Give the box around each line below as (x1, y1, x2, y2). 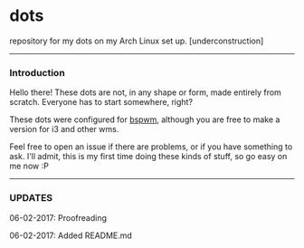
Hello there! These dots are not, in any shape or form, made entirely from (9, 87, 282, 98)
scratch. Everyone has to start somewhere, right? (9, 97, 193, 108)
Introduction (9, 66, 65, 79)
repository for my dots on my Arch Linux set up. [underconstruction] (9, 35, 264, 46)
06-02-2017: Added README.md (9, 230, 133, 241)
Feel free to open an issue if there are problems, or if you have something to (9, 141, 293, 152)
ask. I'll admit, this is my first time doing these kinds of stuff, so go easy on (9, 151, 288, 162)
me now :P (9, 160, 50, 172)
